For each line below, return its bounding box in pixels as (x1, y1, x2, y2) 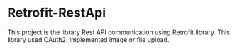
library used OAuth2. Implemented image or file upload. (7, 35, 170, 43)
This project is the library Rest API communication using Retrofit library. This (7, 28, 231, 36)
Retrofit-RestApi (7, 5, 106, 21)
